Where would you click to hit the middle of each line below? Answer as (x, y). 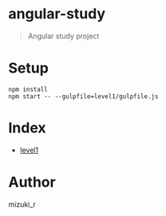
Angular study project (63, 36)
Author (32, 182)
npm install (28, 89)
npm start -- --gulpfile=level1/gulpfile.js (83, 96)
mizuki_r (22, 204)
